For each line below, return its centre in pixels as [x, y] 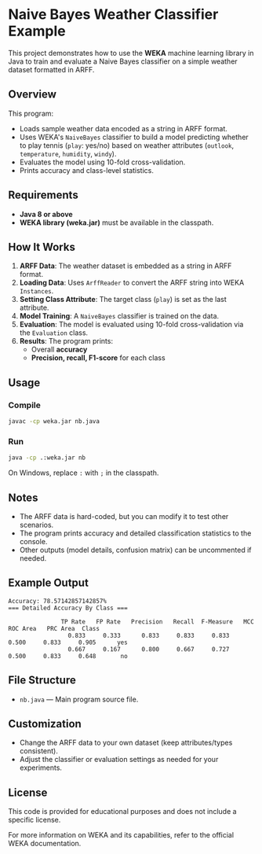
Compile [24, 405]
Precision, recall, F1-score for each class [98, 358]
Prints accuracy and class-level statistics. [87, 170]
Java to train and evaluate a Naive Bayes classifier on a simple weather [123, 61]
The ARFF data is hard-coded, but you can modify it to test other [124, 516]
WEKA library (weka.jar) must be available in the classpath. [116, 223]
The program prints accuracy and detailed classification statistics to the [135, 533]
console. [33, 541]
